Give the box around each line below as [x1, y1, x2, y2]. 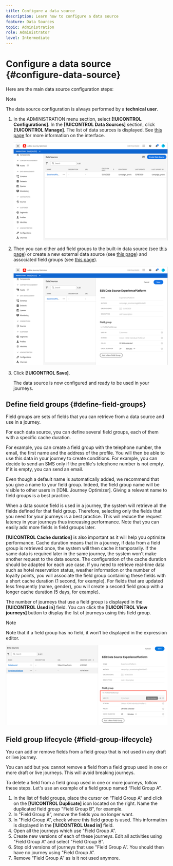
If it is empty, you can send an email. [6, 466, 84, 473]
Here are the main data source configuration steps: [6, 86, 114, 92]
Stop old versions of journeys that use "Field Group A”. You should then [13, 844, 164, 850]
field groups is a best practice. [6, 493, 70, 499]
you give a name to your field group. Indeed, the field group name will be [6, 482, 160, 488]
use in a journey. [6, 419, 41, 425]
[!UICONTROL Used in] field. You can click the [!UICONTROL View [6, 604, 148, 611]
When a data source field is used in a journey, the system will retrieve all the [6, 502, 167, 509]
